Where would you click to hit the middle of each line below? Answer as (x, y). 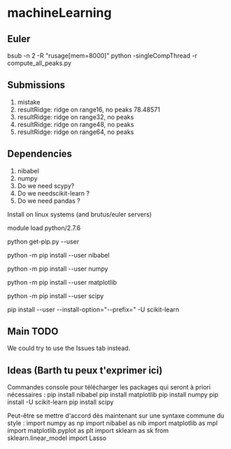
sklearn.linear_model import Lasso (57, 438)
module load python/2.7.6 (44, 228)
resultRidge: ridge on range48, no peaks (76, 124)
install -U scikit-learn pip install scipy (61, 402)
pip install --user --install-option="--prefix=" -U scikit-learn (93, 309)
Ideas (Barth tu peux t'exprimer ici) (85, 370)
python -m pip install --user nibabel (58, 255)
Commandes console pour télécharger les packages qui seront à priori (109, 387)
